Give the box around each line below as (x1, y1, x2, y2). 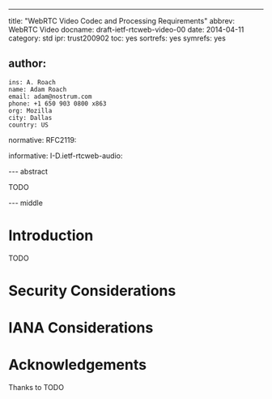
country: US (8, 121, 49, 129)
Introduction (8, 226, 94, 244)
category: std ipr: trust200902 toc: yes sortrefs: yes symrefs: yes (8, 33, 227, 43)
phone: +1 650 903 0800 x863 (8, 99, 107, 108)
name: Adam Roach (8, 85, 67, 93)
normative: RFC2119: (8, 135, 77, 144)
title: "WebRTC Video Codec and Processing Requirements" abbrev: (8, 16, 235, 25)
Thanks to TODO (8, 383, 65, 393)
